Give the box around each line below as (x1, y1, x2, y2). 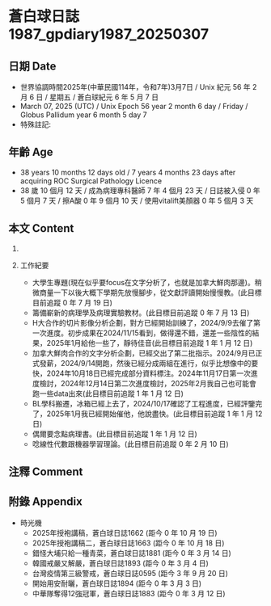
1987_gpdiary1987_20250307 (8, 25, 209, 44)
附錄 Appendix (8, 494, 83, 509)
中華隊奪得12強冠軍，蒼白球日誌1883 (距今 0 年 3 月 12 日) (32, 588, 226, 598)
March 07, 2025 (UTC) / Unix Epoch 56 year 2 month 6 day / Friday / (19, 102, 248, 111)
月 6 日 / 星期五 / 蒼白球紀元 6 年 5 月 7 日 (19, 92, 159, 102)
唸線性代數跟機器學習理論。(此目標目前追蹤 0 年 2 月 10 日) (32, 439, 229, 448)
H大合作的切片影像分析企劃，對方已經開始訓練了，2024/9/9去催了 (32, 318, 254, 327)
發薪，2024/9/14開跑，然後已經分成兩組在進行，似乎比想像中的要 (39, 358, 259, 368)
